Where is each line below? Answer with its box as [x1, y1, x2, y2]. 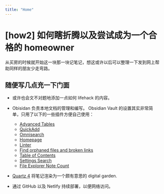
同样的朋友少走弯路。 [9, 65, 52, 71]
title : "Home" [5, 7, 34, 12]
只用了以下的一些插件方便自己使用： [21, 111, 94, 118]
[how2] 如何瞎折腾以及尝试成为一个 [5, 30, 148, 41]
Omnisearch [19, 132, 45, 138]
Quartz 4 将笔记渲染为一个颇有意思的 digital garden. [12, 173, 117, 179]
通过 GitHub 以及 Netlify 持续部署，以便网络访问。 [12, 183, 114, 189]
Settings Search [19, 158, 52, 164]
